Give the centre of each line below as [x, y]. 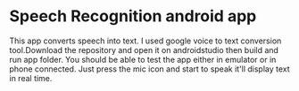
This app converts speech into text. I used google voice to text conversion [145, 41]
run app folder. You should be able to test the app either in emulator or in [143, 59]
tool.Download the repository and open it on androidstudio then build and [144, 49]
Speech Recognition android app [133, 16]
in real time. [31, 78]
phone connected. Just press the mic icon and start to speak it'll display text [149, 69]
